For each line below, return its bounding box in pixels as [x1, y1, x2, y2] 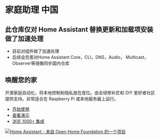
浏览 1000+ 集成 [12, 118, 45, 124]
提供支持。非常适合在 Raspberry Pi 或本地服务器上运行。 [5, 96, 119, 102]
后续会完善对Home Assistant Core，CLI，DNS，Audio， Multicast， [12, 54, 149, 60]
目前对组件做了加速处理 [12, 48, 59, 54]
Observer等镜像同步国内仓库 [12, 60, 70, 66]
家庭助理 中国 [5, 4, 58, 16]
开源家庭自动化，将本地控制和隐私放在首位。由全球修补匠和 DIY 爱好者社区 [5, 89, 156, 95]
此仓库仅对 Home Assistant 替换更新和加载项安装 [5, 25, 154, 34]
